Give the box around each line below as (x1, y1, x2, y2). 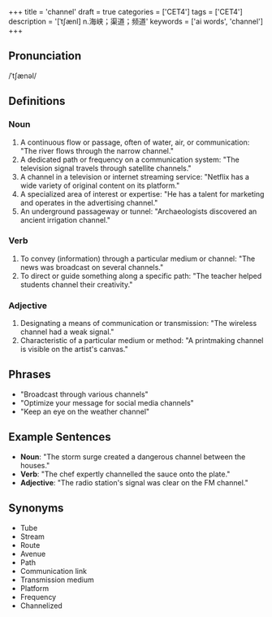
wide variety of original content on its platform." (19, 180, 180, 190)
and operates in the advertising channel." (19, 198, 158, 207)
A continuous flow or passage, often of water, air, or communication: (19, 137, 250, 147)
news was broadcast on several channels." (19, 262, 164, 272)
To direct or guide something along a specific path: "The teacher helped (19, 271, 262, 280)
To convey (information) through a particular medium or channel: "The (19, 254, 256, 263)
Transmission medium (19, 575, 95, 584)
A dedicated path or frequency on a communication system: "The (19, 154, 240, 164)
